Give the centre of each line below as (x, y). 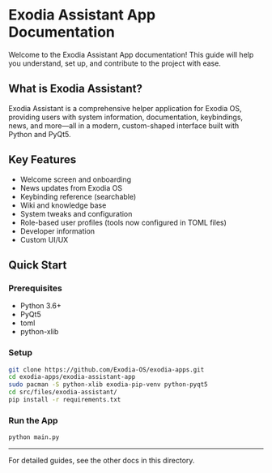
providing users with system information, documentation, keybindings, (126, 117)
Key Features (42, 160)
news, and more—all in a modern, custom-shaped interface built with (124, 125)
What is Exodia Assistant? (76, 89)
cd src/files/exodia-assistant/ (63, 392)
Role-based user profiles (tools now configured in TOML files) (123, 222)
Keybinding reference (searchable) (78, 196)
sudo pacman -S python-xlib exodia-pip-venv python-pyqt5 (108, 385)
